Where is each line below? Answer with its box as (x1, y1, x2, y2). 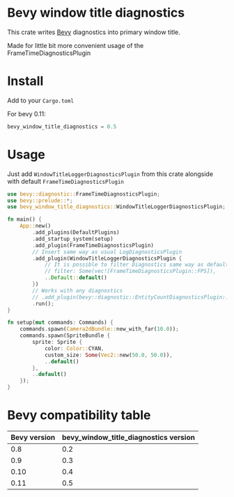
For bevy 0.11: (7, 109, 47, 118)
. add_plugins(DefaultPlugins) (32, 229, 120, 236)
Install (7, 73, 44, 89)
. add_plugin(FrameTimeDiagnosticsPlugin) (32, 242, 155, 248)
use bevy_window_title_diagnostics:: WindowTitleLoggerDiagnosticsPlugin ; (7, 203, 226, 210)
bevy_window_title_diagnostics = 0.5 (7, 123, 117, 130)
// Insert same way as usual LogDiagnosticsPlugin (32, 248, 182, 255)
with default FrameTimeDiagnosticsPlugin (7, 177, 124, 185)
